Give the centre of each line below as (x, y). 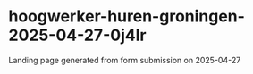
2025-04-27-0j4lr (77, 35)
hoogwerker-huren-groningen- (126, 16)
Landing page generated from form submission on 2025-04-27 (125, 60)
